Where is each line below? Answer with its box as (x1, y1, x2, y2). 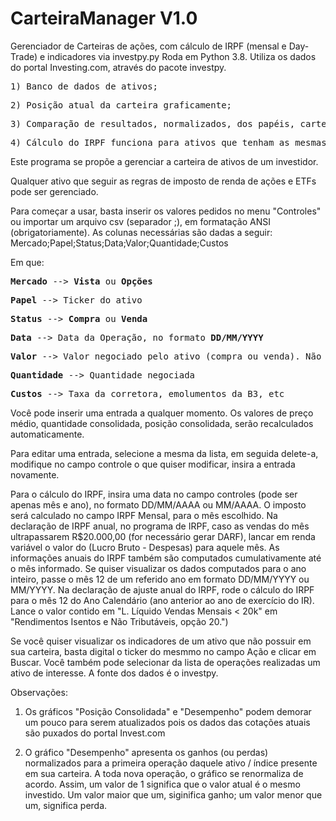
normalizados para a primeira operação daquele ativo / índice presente (24, 757, 318, 769)
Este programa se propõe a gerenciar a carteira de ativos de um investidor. (10, 155, 319, 167)
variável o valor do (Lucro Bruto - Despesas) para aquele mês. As (10, 541, 280, 553)
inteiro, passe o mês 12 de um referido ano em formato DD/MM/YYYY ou (10, 573, 310, 585)
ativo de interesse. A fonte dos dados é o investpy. (10, 667, 219, 679)
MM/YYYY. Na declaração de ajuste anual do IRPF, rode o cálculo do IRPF (10, 583, 315, 596)
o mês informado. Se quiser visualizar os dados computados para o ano (10, 562, 307, 574)
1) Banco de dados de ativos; (10, 80, 159, 92)
